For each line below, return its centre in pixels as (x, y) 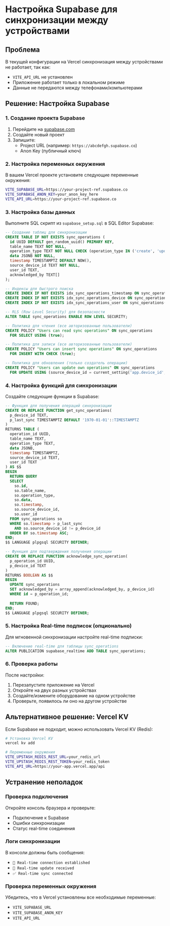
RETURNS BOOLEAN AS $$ (29, 575)
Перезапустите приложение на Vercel (53, 685)
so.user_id (26, 514)
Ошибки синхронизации (38, 823)
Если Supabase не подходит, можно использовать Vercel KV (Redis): (79, 729)
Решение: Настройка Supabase (57, 104)
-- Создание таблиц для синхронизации (46, 232)
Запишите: (24, 140)
